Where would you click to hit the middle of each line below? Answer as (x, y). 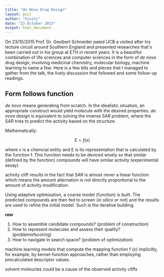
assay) (12, 165)
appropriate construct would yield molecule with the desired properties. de (81, 110)
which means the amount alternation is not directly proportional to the (75, 180)
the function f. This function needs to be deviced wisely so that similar (76, 154)
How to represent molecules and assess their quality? (66, 229)
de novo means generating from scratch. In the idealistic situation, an (75, 105)
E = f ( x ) (82, 140)
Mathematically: (21, 130)
